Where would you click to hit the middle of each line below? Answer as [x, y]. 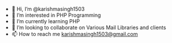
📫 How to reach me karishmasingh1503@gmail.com [75, 34]
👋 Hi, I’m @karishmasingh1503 [48, 9]
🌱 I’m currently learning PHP [46, 21]
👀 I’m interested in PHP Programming [56, 15]
